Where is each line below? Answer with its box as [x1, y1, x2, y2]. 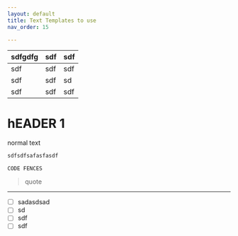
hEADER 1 [7, 115, 65, 131]
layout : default [7, 10, 55, 18]
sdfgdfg [11, 52, 39, 62]
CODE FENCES [7, 165, 42, 172]
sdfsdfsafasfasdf [7, 153, 59, 160]
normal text [7, 138, 41, 147]
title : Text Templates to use [7, 17, 97, 24]
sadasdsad [17, 198, 50, 206]
